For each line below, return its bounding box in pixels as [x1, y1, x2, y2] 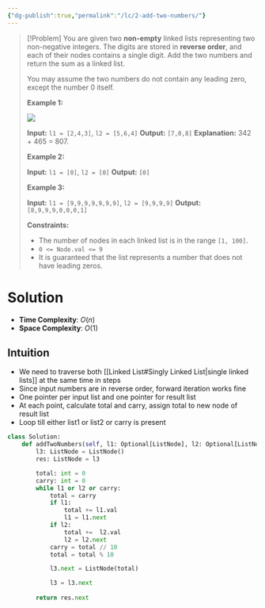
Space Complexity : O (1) [18, 323, 98, 333]
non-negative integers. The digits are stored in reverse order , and [26, 41, 242, 52]
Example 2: [26, 151, 65, 161]
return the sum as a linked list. [26, 59, 126, 68]
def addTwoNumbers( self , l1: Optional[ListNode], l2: [21, 441, 203, 449]
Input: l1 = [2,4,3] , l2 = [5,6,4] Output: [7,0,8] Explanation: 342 [26, 128, 252, 137]
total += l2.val [63, 528, 122, 536]
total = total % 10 [49, 550, 114, 559]
